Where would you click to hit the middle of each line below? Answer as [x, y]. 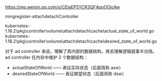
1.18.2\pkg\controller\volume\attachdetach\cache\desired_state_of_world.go [81, 41]
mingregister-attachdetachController [42, 16]
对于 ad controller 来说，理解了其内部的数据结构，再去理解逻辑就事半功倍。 [81, 51]
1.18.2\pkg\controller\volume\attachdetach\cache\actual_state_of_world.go [80, 31]
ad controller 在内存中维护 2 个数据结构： [47, 57]
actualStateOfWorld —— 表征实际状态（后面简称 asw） [68, 68]
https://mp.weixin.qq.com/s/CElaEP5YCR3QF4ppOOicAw [62, 7]
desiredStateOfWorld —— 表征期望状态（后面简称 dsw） [69, 74]
